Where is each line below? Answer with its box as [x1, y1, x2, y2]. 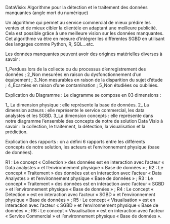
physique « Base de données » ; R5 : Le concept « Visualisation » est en [5, 197, 155, 203]
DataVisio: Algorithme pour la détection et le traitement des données [5, 5, 148, 10]
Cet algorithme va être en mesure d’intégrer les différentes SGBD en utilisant [5, 35, 165, 42]
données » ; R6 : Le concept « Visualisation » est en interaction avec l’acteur [5, 208, 164, 213]
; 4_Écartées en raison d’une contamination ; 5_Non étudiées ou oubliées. [5, 82, 159, 88]
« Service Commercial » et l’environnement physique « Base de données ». [5, 213, 162, 219]
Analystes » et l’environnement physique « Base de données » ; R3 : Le [5, 175, 153, 181]
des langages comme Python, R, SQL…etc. [5, 41, 95, 47]
